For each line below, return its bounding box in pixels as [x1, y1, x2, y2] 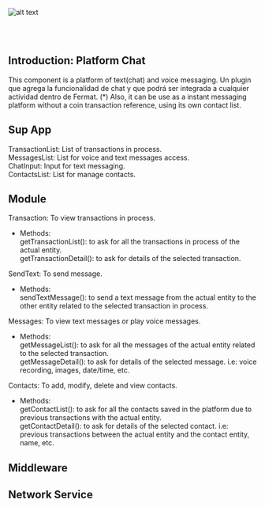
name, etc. [19, 438, 54, 448]
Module [8, 192, 47, 206]
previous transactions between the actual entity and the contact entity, [19, 429, 250, 439]
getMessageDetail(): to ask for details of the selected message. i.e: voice [19, 357, 258, 367]
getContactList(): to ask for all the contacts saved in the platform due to [19, 404, 252, 414]
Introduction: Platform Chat [8, 54, 146, 67]
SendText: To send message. [8, 269, 103, 278]
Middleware [8, 461, 69, 475]
